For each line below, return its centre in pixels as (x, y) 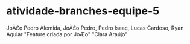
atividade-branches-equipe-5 (83, 11)
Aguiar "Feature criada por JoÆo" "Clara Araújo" (67, 34)
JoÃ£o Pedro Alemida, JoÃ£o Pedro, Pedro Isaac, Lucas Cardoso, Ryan (95, 28)
